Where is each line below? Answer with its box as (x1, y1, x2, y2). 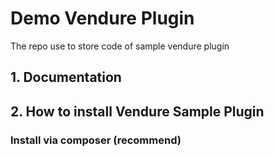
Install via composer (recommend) (10, 133, 182, 147)
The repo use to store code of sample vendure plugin (10, 40, 230, 52)
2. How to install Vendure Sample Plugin (10, 103, 265, 120)
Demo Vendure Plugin (10, 7, 195, 30)
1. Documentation (10, 69, 122, 86)
